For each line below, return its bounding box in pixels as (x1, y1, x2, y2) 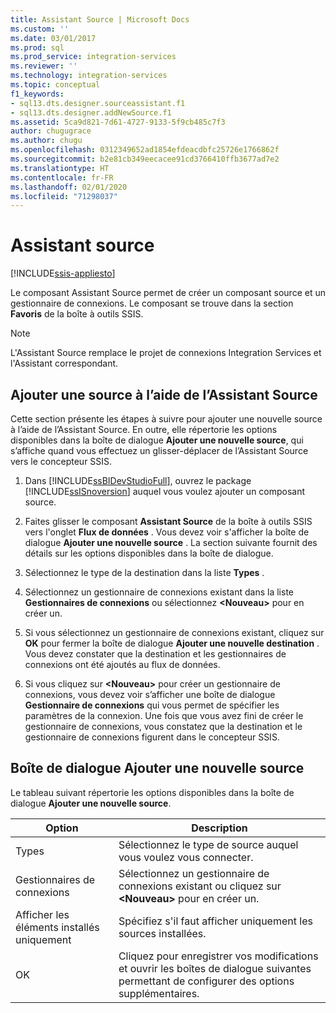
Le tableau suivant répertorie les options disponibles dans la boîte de (10, 786, 295, 798)
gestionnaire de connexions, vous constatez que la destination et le (24, 721, 303, 732)
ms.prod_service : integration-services (10, 52, 177, 62)
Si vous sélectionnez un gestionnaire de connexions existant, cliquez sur (24, 627, 325, 638)
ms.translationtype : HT (10, 163, 110, 173)
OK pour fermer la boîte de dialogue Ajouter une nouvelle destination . (24, 637, 320, 649)
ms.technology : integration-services (10, 71, 168, 81)
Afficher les (15, 907, 70, 921)
